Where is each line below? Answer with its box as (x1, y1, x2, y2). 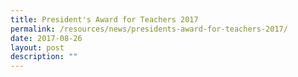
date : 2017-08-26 (10, 33, 83, 43)
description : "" (10, 52, 78, 62)
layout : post (10, 42, 65, 53)
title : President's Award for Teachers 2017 (10, 14, 199, 25)
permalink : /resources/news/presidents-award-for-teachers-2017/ (10, 24, 288, 34)
